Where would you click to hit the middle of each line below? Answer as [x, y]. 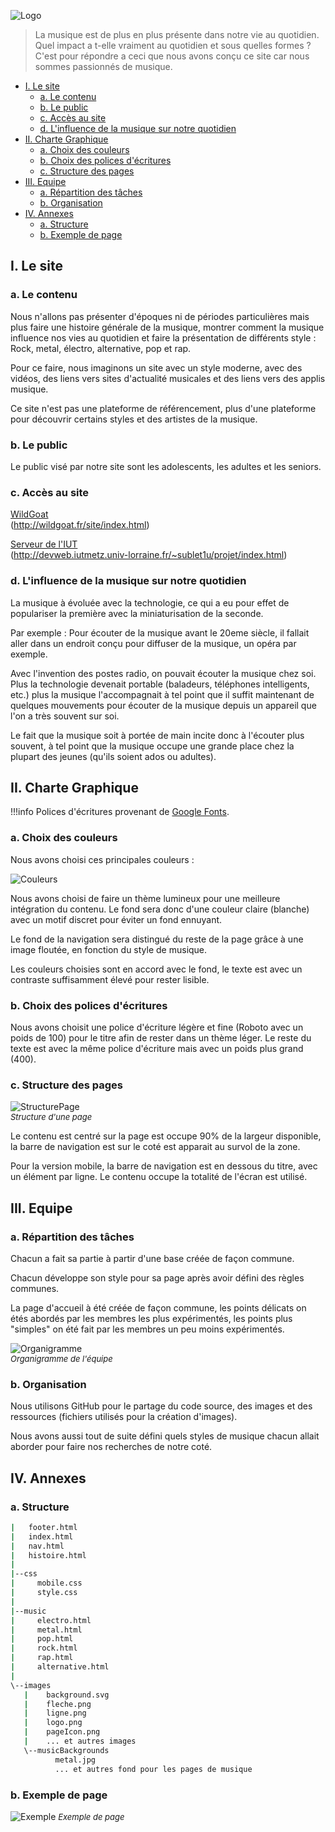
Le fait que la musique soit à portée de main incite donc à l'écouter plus [157, 735]
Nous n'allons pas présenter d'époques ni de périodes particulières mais [160, 316]
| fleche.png [57, 1704]
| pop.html [42, 1639]
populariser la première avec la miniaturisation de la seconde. [137, 613]
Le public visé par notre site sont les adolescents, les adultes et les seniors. [166, 466]
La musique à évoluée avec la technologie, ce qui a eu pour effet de [150, 602]
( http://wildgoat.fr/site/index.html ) [80, 525]
